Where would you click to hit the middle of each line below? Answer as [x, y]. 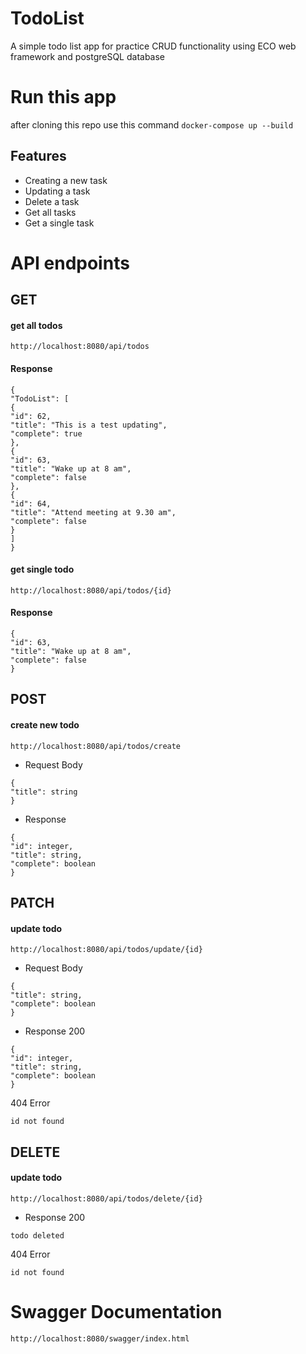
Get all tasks [50, 212]
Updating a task [57, 191]
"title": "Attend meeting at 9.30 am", [93, 512]
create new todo [45, 725]
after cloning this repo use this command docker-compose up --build [152, 124]
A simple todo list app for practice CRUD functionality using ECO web [153, 46]
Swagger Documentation [116, 1312]
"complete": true [46, 433]
